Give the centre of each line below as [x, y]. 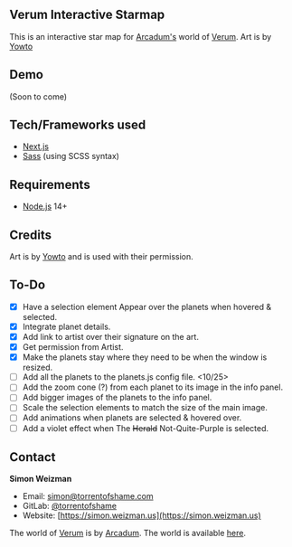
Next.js [36, 146]
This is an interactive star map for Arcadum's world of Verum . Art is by [141, 36]
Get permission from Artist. [73, 347]
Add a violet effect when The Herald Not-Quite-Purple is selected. [146, 428]
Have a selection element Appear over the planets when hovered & [147, 307]
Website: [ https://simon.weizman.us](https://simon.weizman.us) [142, 515]
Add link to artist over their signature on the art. [110, 337]
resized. [38, 368]
